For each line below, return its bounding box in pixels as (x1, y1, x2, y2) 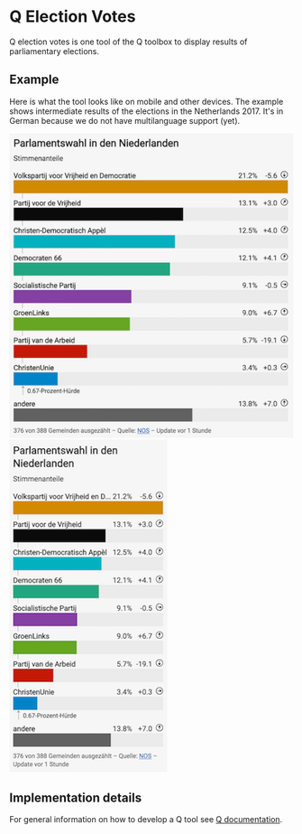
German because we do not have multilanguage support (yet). (9, 115, 241, 126)
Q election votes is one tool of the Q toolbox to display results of (9, 36, 248, 47)
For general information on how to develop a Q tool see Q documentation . (9, 814, 283, 825)
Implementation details (9, 790, 142, 805)
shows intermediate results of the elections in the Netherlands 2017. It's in (9, 106, 284, 117)
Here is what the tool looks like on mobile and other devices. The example (9, 96, 284, 107)
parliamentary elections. (9, 45, 99, 56)
